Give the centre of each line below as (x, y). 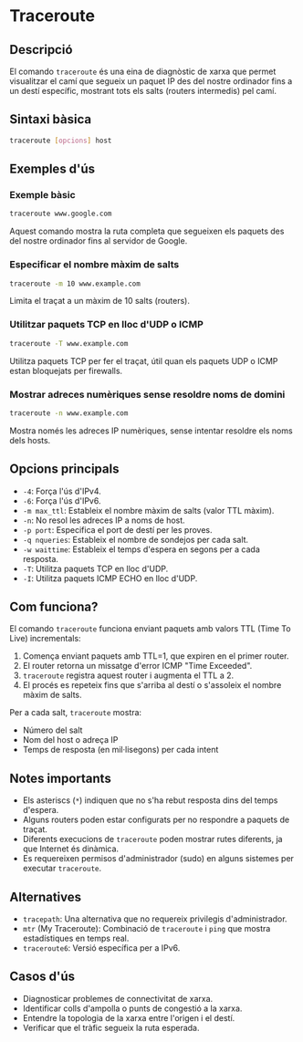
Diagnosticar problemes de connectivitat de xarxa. (118, 998)
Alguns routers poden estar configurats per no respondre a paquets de (156, 820)
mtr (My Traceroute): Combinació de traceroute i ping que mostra (146, 929)
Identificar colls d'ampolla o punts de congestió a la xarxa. (132, 1008)
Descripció (41, 50)
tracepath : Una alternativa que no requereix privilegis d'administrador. (155, 919)
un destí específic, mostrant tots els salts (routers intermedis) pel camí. (143, 91)
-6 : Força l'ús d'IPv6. (62, 500)
